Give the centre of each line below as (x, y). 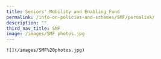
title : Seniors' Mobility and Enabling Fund (63, 12)
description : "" (27, 23)
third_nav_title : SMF (33, 28)
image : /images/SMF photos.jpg (46, 34)
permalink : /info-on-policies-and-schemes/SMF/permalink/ (80, 17)
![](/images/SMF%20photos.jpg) (46, 50)
